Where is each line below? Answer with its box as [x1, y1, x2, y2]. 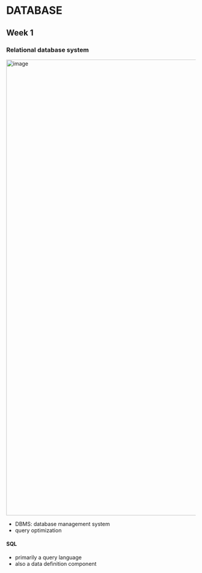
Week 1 [6, 28, 34, 38]
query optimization [14, 527, 62, 534]
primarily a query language [14, 554, 82, 561]
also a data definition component [14, 560, 97, 568]
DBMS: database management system [14, 520, 110, 527]
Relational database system [6, 46, 89, 54]
